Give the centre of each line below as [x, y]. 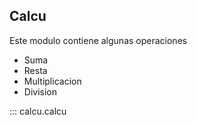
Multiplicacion [52, 81]
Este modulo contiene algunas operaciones [98, 40]
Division [40, 91]
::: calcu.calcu [38, 111]
